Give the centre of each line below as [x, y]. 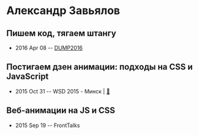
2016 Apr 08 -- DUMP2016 [49, 48]
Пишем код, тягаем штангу [61, 33]
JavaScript [28, 77]
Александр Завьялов [63, 11]
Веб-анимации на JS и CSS [61, 111]
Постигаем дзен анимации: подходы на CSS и [99, 67]
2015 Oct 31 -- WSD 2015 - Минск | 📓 [62, 91]
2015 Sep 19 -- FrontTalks [47, 125]
